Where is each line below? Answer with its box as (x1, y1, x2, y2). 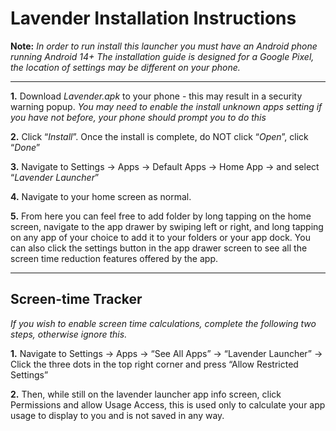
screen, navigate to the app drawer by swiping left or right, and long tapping (10, 220, 324, 232)
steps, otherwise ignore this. (10, 328, 128, 340)
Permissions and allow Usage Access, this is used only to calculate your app (10, 398, 326, 411)
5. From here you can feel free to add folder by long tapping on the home (10, 210, 312, 222)
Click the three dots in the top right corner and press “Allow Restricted (10, 358, 299, 370)
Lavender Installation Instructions (10, 7, 297, 30)
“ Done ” (10, 141, 41, 153)
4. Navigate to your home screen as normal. (10, 190, 192, 202)
